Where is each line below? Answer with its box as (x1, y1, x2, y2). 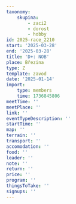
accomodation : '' (6, 143, 50, 150)
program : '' (6, 177, 36, 183)
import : (6, 82, 26, 88)
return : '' (6, 166, 34, 172)
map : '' (6, 127, 26, 133)
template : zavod (6, 71, 47, 77)
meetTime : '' (6, 98, 39, 104)
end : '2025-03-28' (6, 48, 52, 54)
